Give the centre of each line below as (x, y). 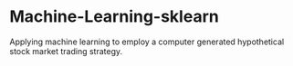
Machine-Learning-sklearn (114, 17)
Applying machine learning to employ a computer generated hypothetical (147, 42)
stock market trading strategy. (66, 51)
